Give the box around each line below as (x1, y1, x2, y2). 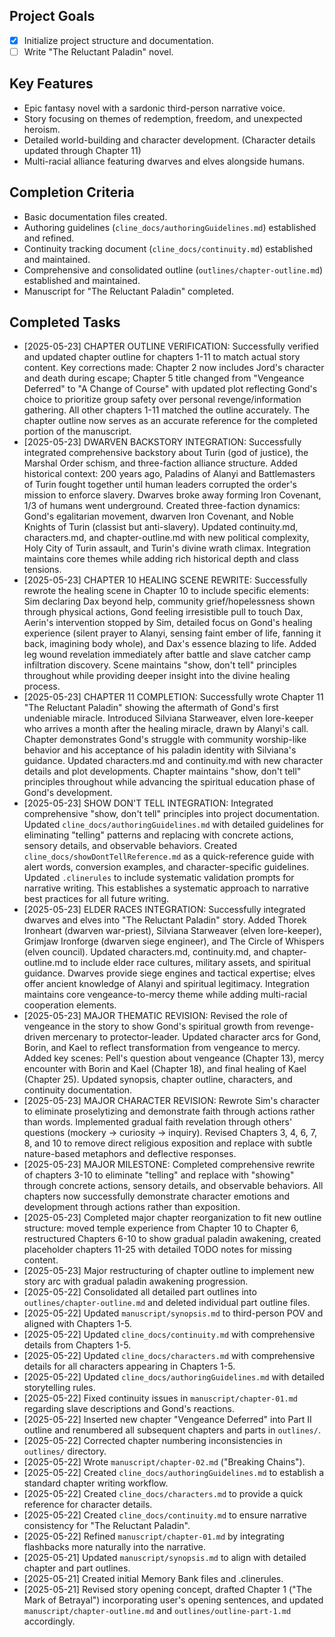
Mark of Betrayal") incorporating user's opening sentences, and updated (23, 1594, 324, 1606)
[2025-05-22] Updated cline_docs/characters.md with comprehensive (23, 1350, 316, 1362)
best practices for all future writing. (23, 893, 170, 905)
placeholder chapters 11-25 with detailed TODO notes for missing (23, 1244, 292, 1256)
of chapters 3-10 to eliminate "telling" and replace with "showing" (23, 1169, 295, 1181)
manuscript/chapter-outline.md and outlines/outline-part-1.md (23, 1605, 292, 1617)
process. (23, 680, 61, 693)
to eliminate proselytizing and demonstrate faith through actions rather (23, 1105, 316, 1118)
